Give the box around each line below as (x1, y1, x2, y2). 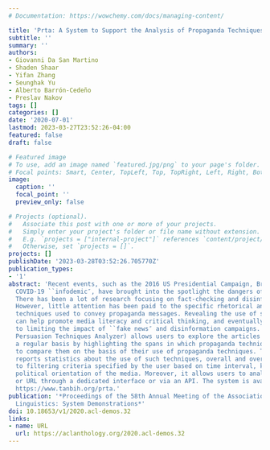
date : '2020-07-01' (8, 116, 74, 125)
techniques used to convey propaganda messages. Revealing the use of (15, 310, 257, 318)
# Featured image (8, 153, 67, 161)
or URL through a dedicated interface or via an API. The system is (15, 378, 250, 386)
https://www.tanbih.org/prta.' (15, 385, 121, 393)
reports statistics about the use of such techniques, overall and (15, 355, 247, 363)
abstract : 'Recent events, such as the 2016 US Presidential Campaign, (8, 279, 253, 288)
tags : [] (8, 101, 38, 109)
